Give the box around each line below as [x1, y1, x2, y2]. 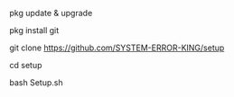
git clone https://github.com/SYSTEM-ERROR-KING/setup [9, 42, 225, 53]
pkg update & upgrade [9, 8, 93, 18]
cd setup [9, 60, 42, 70]
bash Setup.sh [9, 77, 63, 88]
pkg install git [9, 25, 60, 35]
